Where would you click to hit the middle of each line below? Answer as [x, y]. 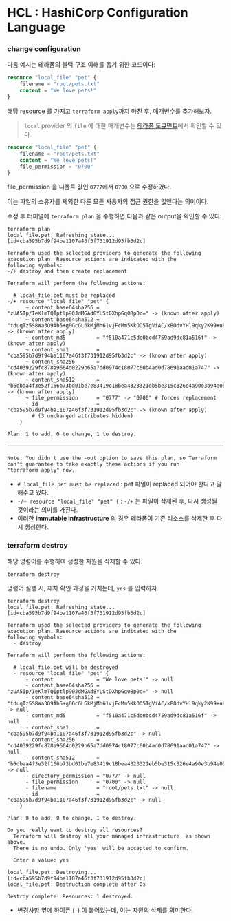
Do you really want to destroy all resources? [75, 830]
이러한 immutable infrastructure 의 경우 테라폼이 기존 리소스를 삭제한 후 [116, 519]
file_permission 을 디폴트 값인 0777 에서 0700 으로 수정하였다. [89, 187]
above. [16, 842]
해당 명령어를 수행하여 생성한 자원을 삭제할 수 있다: [75, 561]
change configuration [44, 49]
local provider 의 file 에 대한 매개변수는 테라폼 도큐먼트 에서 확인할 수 [119, 125]
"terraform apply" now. [41, 470]
